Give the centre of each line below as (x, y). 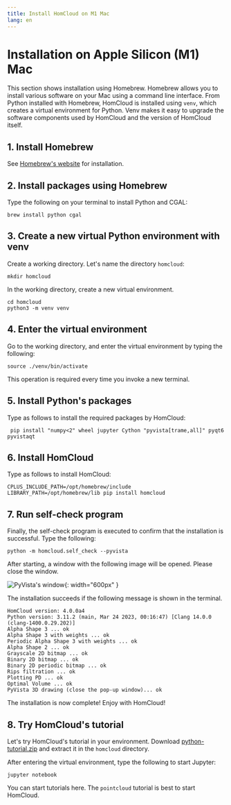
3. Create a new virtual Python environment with (113, 236)
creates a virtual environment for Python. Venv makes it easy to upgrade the (116, 110)
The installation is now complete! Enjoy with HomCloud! (86, 703)
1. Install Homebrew (50, 147)
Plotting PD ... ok (35, 678)
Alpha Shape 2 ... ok (38, 647)
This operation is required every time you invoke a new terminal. (99, 379)
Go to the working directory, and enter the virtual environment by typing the (115, 346)
